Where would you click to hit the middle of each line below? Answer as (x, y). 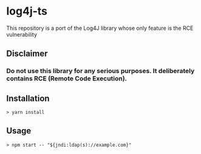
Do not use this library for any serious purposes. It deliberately (101, 71)
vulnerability (22, 34)
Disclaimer (27, 54)
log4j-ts (27, 11)
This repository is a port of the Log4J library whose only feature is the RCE (100, 28)
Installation (28, 98)
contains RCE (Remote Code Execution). (67, 79)
